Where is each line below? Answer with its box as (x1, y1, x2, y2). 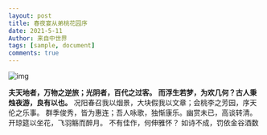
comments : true (8, 49, 60, 57)
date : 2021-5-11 (8, 27, 63, 35)
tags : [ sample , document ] (8, 42, 95, 50)
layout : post (8, 11, 52, 20)
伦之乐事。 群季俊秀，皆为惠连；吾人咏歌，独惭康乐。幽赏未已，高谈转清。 (8, 108, 257, 117)
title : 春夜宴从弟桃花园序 (8, 19, 88, 27)
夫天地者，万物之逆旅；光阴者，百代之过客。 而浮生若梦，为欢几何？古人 (8, 88, 250, 97)
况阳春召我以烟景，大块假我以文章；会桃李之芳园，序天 (73, 98, 257, 107)
